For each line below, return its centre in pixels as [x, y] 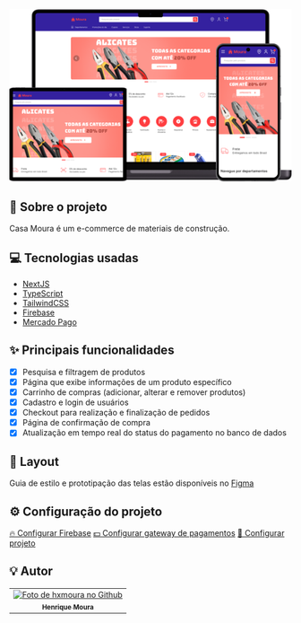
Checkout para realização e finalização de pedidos [116, 413]
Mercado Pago [50, 322]
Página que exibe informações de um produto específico [127, 382]
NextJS [36, 284]
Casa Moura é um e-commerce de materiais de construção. [120, 229]
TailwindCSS [46, 303]
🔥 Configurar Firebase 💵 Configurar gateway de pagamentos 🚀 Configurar [147, 532]
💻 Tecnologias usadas [74, 258]
